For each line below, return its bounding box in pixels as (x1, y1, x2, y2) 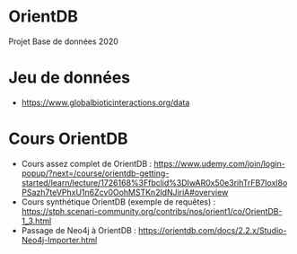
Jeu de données (8, 67, 131, 88)
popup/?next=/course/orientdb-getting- (21, 168, 170, 179)
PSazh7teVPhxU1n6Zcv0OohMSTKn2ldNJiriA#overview (21, 187, 229, 197)
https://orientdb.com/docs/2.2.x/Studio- (137, 224, 287, 235)
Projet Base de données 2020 (8, 36, 118, 47)
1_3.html (21, 215, 52, 226)
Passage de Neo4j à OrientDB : (21, 224, 136, 235)
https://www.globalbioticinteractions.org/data (21, 97, 190, 108)
